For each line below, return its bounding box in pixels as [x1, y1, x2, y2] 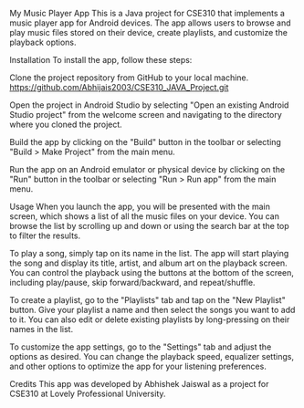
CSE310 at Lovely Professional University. [9, 388, 166, 399]
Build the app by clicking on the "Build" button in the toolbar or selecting [9, 137, 281, 147]
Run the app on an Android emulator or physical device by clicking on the [9, 164, 286, 174]
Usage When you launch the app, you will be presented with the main [9, 201, 271, 212]
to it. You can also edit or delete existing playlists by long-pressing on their [9, 314, 290, 325]
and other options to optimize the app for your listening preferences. [9, 361, 267, 371]
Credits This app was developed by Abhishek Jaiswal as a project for [9, 379, 269, 389]
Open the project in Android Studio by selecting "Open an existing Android [9, 99, 289, 110]
